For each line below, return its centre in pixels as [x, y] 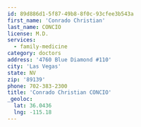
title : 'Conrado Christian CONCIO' [60, 92]
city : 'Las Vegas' [34, 66]
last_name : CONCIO [34, 27]
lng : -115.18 [33, 112]
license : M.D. [28, 34]
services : [22, 40]
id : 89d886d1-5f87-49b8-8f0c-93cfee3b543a [70, 14]
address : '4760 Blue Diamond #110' [60, 60]
